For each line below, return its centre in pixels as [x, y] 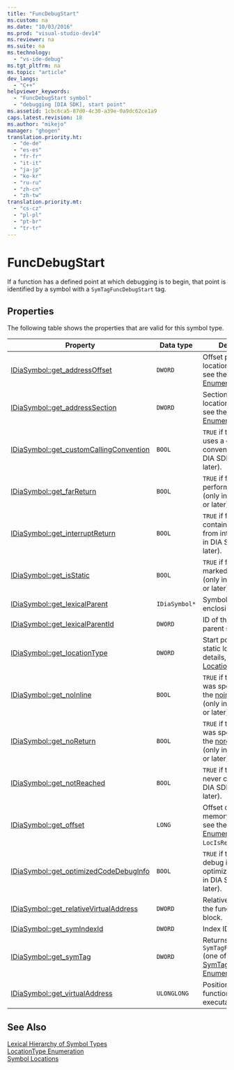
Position [216, 985]
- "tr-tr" [28, 228]
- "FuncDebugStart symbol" [53, 98]
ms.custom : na [28, 20]
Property [80, 345]
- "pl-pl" [28, 215]
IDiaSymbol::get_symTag [51, 957]
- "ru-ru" [28, 182]
